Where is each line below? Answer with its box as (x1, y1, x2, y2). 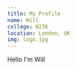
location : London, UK (7, 29, 71, 37)
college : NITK (7, 23, 49, 30)
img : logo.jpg (7, 36, 49, 43)
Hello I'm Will (7, 55, 45, 63)
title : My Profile (7, 10, 61, 17)
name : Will (7, 17, 39, 24)
